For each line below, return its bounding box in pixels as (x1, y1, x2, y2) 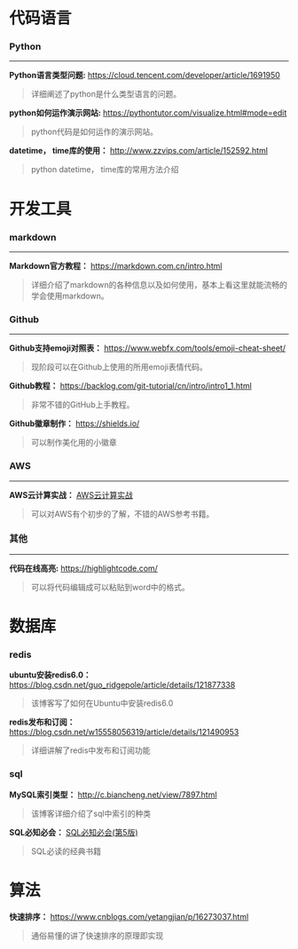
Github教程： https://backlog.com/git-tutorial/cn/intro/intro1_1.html (9, 381, 253, 391)
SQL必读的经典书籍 (30, 845, 102, 857)
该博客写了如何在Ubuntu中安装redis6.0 (30, 698, 174, 708)
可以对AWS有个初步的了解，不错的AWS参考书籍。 (30, 508, 215, 519)
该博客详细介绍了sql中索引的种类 (30, 808, 152, 819)
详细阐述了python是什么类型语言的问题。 (30, 89, 182, 99)
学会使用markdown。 (30, 290, 109, 301)
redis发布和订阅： (9, 716, 75, 728)
